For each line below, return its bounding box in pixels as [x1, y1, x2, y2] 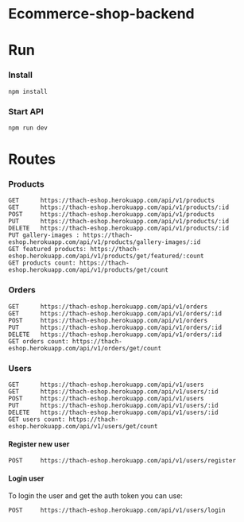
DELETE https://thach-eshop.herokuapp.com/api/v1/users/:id [8, 408, 219, 417]
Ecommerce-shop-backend [8, 5, 195, 23]
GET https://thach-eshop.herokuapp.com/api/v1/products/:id [8, 203, 229, 211]
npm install [8, 87, 48, 95]
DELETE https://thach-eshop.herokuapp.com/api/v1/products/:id [8, 224, 229, 233]
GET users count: [8, 416, 66, 423]
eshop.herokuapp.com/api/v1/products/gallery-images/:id [8, 238, 201, 246]
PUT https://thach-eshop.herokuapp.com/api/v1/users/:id [8, 402, 219, 410]
